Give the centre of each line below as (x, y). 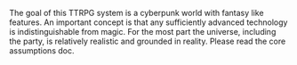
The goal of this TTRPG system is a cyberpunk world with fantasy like (136, 13)
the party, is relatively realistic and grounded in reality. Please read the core (148, 41)
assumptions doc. (42, 51)
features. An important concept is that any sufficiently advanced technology (148, 22)
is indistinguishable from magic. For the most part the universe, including (143, 32)
